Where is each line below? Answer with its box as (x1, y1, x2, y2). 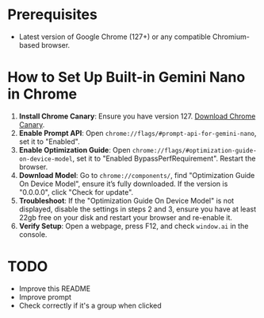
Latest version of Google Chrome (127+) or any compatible (18, 32, 211, 41)
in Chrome (7, 85, 77, 103)
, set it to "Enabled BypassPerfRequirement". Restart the (72, 153, 256, 163)
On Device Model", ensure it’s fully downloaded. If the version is (18, 179, 228, 188)
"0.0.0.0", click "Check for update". (18, 187, 134, 196)
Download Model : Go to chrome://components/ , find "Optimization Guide (18, 170, 255, 180)
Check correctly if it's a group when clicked (18, 301, 162, 310)
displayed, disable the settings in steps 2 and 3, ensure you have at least (18, 204, 257, 214)
